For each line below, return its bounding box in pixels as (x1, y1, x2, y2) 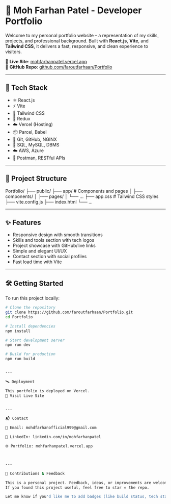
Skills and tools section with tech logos (12, 237, 95, 243)
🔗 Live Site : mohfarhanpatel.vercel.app (5, 58, 88, 64)
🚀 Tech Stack (5, 84, 48, 92)
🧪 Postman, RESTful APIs (12, 155, 66, 161)
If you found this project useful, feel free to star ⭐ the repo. (5, 485, 150, 490)
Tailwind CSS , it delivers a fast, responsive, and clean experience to (5, 43, 149, 49)
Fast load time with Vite (12, 259, 62, 265)
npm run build (5, 357, 36, 362)
